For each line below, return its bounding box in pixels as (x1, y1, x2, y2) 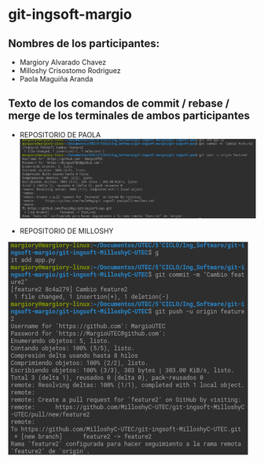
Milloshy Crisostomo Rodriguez (19, 66, 122, 75)
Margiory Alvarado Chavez (19, 57, 107, 67)
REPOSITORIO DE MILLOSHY (19, 226, 114, 236)
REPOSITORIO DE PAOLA (19, 129, 101, 139)
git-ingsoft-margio (8, 5, 132, 24)
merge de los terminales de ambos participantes (8, 109, 250, 122)
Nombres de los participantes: (8, 37, 160, 50)
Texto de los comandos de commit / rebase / (8, 97, 230, 111)
